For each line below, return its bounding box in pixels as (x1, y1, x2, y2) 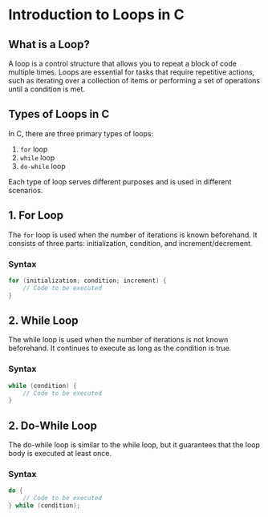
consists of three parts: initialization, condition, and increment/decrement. (8, 238, 253, 248)
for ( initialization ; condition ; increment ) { (8, 277, 167, 285)
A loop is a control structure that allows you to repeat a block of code (8, 59, 237, 68)
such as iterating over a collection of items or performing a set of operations (8, 76, 261, 85)
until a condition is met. (8, 84, 86, 94)
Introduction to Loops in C (8, 6, 185, 24)
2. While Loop (8, 313, 79, 327)
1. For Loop (8, 208, 64, 222)
